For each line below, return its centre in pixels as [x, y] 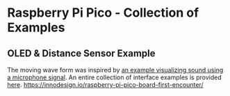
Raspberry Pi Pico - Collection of [103, 13]
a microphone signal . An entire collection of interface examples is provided [114, 77]
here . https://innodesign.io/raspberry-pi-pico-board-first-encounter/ [105, 85]
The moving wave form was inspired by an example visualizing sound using [115, 70]
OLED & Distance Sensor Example [81, 53]
